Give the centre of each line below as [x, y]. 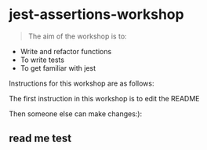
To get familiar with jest [58, 68]
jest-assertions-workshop [96, 15]
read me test [40, 139]
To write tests [42, 60]
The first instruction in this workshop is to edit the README [104, 98]
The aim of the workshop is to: [78, 36]
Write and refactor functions [66, 51]
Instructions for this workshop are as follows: [82, 83]
